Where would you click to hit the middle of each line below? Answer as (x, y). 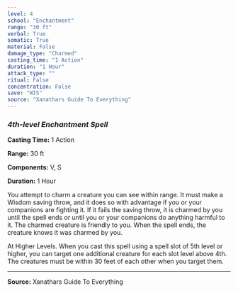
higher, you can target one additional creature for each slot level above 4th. (117, 254)
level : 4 (20, 14)
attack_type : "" (31, 73)
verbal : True (27, 34)
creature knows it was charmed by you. (65, 233)
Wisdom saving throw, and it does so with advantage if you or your (105, 202)
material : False (31, 47)
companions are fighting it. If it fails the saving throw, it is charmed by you (115, 210)
